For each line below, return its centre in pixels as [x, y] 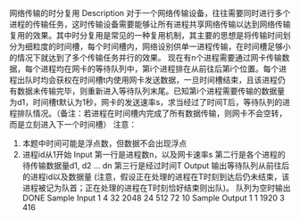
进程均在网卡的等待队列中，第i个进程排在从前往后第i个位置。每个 [159, 69]
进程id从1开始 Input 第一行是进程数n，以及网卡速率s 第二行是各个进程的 [154, 155]
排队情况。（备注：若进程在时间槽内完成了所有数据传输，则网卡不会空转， [152, 113]
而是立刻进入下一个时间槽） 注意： [73, 124]
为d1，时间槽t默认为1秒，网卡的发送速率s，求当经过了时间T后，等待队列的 [146, 102]
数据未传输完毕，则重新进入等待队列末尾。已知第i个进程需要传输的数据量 [151, 91]
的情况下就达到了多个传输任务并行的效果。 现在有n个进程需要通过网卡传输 [146, 57]
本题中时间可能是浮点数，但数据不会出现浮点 [104, 143]
